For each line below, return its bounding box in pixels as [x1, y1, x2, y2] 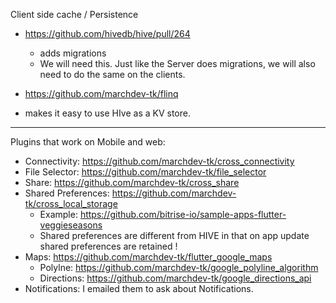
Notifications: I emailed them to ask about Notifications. [24, 283, 254, 294]
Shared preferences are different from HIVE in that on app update [39, 230, 310, 241]
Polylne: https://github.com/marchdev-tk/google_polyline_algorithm [39, 262, 319, 273]
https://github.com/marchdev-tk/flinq [24, 88, 179, 99]
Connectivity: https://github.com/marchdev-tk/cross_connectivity [24, 155, 295, 167]
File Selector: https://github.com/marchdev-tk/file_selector [24, 166, 267, 178]
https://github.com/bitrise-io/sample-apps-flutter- [79, 209, 287, 220]
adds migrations [39, 47, 107, 59]
